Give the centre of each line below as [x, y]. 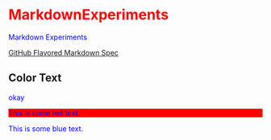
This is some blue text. [46, 128]
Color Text [35, 78]
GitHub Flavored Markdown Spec [64, 52]
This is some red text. [44, 113]
